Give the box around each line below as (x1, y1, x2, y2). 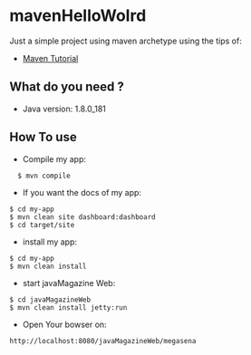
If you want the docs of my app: (22, 187, 142, 197)
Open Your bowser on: (22, 319, 107, 330)
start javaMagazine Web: (22, 277, 116, 288)
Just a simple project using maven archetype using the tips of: (9, 35, 242, 46)
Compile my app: (22, 153, 87, 164)
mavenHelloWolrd (9, 5, 147, 26)
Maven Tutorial (22, 53, 79, 63)
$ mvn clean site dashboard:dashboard (9, 212, 156, 222)
